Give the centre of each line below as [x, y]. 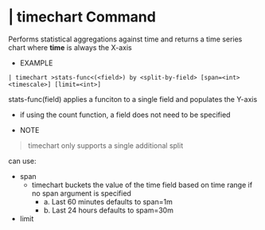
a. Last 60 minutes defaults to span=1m [108, 201]
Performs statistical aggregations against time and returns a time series [125, 39]
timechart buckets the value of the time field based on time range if [142, 185]
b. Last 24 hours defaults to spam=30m [108, 210]
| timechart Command [82, 17]
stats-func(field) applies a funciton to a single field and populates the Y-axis [133, 99]
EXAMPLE [36, 63]
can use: [23, 161]
